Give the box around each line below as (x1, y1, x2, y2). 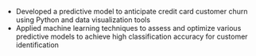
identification (15, 40, 60, 50)
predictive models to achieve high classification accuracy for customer (15, 32, 248, 41)
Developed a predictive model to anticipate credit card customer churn (15, 7, 248, 16)
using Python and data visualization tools (15, 15, 151, 24)
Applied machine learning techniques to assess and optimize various (15, 24, 242, 32)
